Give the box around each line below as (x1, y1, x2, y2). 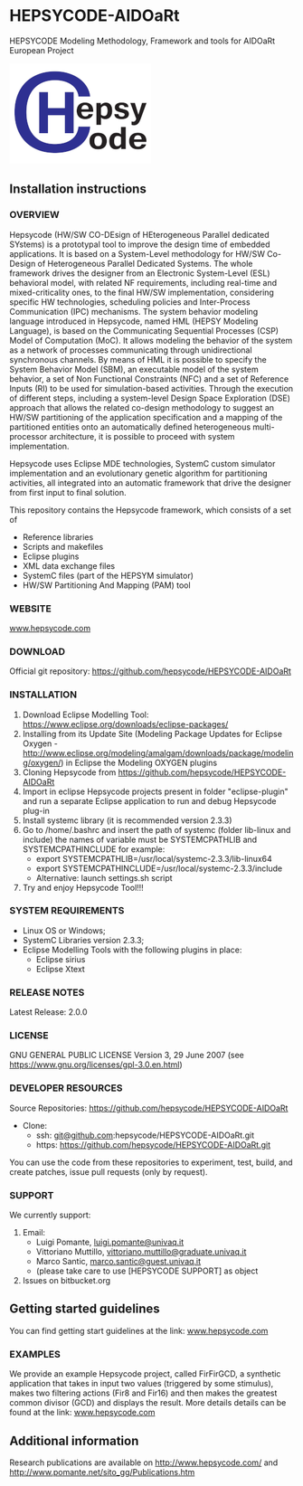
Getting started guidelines (9, 1301, 160, 1317)
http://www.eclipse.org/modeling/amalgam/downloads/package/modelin (22, 747, 294, 758)
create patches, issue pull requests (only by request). (9, 1166, 208, 1177)
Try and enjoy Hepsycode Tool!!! (22, 882, 145, 893)
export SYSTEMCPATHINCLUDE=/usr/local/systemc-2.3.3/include (35, 863, 283, 874)
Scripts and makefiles (22, 541, 104, 552)
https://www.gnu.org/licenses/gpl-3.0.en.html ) (9, 1059, 183, 1070)
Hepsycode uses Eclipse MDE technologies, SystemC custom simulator (9, 458, 276, 469)
